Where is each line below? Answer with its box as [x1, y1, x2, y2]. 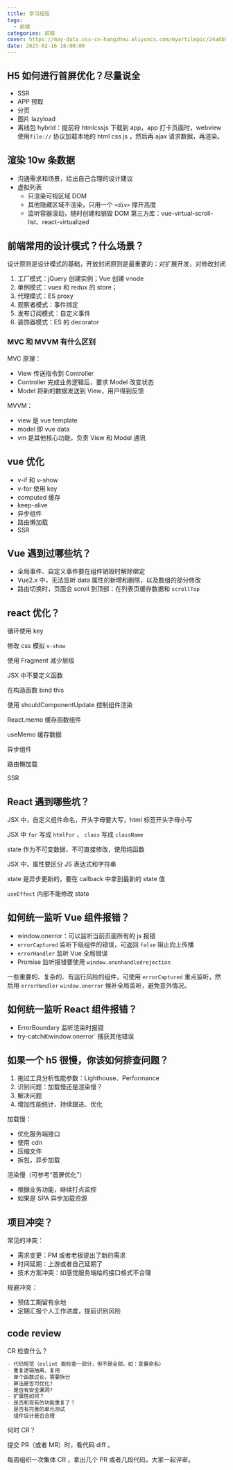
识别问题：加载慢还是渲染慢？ [17, 1083, 103, 1091]
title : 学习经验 [7, 10, 50, 17]
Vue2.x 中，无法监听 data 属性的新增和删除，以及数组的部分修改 [17, 576, 201, 585]
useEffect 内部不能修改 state [7, 889, 89, 898]
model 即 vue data [17, 425, 70, 433]
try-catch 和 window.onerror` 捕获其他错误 [17, 1032, 135, 1041]
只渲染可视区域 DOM [27, 191, 87, 200]
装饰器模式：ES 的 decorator [17, 318, 99, 326]
